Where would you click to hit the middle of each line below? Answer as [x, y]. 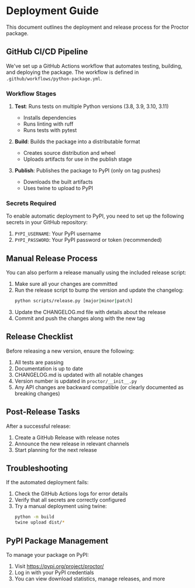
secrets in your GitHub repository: [47, 222]
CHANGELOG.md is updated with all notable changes [79, 374]
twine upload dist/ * [40, 523]
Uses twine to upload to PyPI [58, 188]
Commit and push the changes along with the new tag [80, 319]
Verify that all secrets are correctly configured [70, 500]
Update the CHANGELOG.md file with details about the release [90, 312]
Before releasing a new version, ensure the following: [70, 351]
